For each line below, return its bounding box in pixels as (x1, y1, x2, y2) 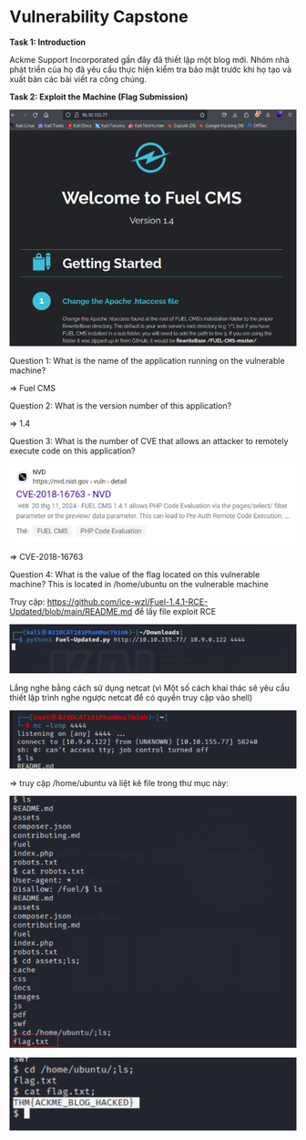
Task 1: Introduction (9, 36, 87, 47)
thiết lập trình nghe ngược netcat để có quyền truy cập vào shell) (9, 692, 253, 703)
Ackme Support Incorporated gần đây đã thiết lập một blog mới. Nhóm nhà (9, 54, 290, 65)
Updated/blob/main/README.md (9, 606, 133, 617)
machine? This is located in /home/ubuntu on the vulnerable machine (9, 579, 269, 590)
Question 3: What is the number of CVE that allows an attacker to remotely (9, 436, 289, 447)
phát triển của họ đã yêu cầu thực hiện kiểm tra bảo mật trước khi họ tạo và (9, 64, 292, 75)
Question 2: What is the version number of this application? (9, 400, 232, 411)
